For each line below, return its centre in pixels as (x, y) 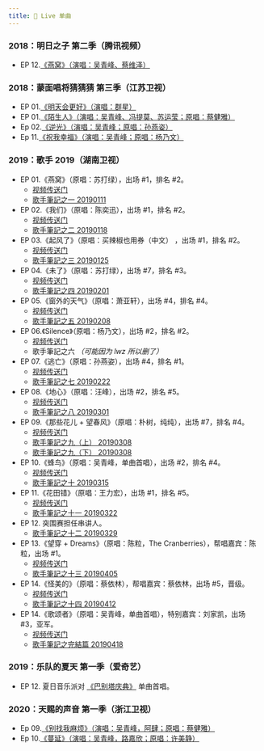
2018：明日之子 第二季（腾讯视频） (77, 45)
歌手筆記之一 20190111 (69, 200)
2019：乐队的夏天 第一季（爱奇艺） (77, 667)
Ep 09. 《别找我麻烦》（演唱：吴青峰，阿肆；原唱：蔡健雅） (117, 728)
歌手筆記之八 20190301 (71, 411)
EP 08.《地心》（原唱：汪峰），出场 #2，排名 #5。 (102, 391)
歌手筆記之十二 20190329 (75, 533)
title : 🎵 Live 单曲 (40, 16)
